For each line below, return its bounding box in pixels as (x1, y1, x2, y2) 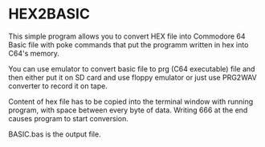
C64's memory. (8, 48, 60, 58)
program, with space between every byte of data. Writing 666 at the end (8, 105, 248, 115)
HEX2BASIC (8, 5, 91, 23)
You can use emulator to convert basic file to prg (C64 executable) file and (8, 63, 255, 73)
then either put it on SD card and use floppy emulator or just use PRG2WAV (8, 72, 257, 82)
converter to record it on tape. (8, 81, 108, 91)
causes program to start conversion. (8, 113, 128, 123)
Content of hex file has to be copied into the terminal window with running (8, 96, 254, 106)
